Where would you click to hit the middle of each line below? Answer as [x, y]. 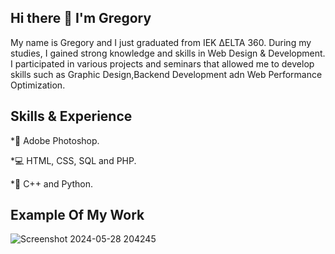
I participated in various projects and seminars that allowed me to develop [162, 63]
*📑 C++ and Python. [52, 183]
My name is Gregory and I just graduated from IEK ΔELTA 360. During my [161, 42]
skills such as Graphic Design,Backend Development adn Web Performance [166, 74]
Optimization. [38, 85]
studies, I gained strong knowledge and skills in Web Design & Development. [168, 53]
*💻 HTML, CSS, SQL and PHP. [73, 160]
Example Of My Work [77, 215]
